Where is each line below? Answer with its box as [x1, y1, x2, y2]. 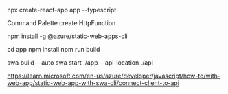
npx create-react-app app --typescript [7, 6, 117, 14]
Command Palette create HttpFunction [7, 19, 116, 27]
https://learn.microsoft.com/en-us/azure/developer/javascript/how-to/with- [7, 72, 221, 80]
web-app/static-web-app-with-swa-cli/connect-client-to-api [7, 79, 180, 87]
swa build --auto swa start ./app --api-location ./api [7, 59, 153, 67]
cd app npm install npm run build [7, 46, 100, 53]
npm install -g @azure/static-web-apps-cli [7, 32, 128, 40]
